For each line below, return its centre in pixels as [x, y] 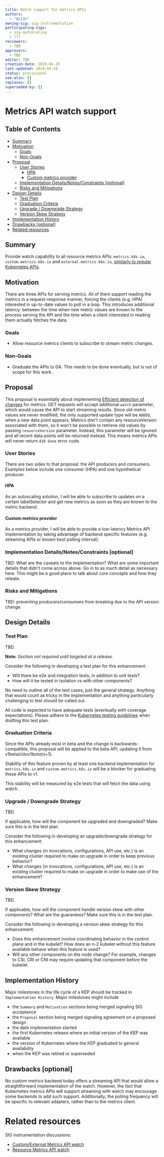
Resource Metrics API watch [41, 1149]
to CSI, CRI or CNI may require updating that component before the [80, 960]
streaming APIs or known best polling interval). [52, 539]
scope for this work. [32, 372]
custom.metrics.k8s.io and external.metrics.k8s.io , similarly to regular [78, 262]
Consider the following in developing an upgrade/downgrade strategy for [79, 836]
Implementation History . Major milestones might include [62, 997]
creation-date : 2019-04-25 [33, 64]
